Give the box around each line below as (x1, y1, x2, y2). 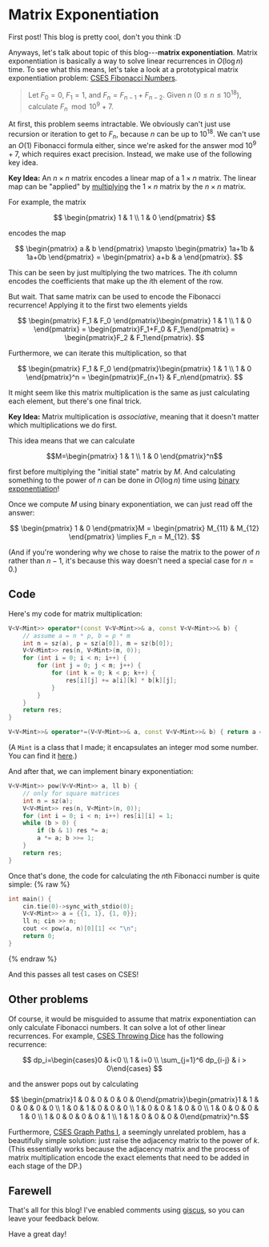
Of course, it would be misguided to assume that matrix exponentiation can (8, 1014, 256, 1024)
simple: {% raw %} (8, 879, 70, 889)
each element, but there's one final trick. (8, 396, 143, 406)
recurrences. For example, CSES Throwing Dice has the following (8, 1031, 224, 1041)
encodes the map (8, 228, 66, 238)
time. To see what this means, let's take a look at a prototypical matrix (8, 64, 239, 74)
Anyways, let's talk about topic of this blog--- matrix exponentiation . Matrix (8, 47, 258, 57)
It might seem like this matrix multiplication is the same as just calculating (8, 387, 251, 397)
